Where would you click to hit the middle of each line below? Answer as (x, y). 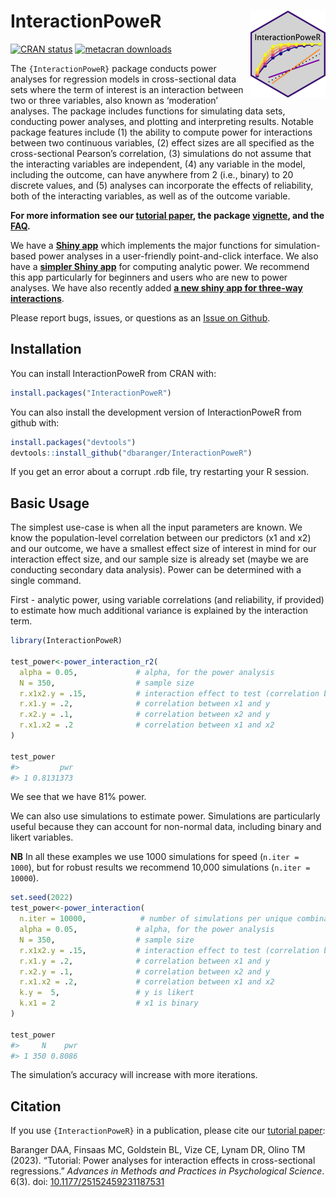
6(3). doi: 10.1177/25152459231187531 (87, 1182)
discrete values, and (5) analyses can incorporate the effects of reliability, (162, 185)
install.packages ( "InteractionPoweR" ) (91, 393)
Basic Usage (50, 503)
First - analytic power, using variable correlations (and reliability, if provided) (167, 600)
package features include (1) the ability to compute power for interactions (161, 132)
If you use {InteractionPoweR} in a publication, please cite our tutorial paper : (168, 1131)
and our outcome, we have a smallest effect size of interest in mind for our (163, 549)
